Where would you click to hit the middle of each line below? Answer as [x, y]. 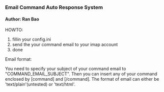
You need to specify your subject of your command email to [66, 69]
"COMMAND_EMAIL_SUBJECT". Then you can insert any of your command [81, 74]
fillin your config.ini [32, 39]
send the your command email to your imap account [65, 45]
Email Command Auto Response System [54, 7]
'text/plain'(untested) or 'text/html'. [40, 84]
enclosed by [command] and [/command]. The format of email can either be [82, 79]
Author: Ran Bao [22, 19]
